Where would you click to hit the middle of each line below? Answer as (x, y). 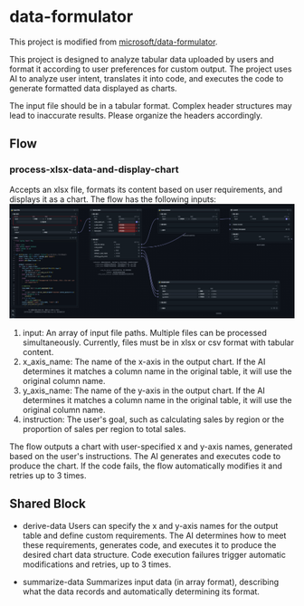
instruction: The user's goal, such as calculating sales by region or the (153, 419)
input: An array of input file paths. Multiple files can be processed (144, 332)
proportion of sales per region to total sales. (104, 428)
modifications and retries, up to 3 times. (97, 564)
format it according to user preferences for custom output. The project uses (151, 69)
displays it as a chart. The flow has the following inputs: (113, 199)
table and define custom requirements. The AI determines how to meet (154, 535)
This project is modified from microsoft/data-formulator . (114, 42)
